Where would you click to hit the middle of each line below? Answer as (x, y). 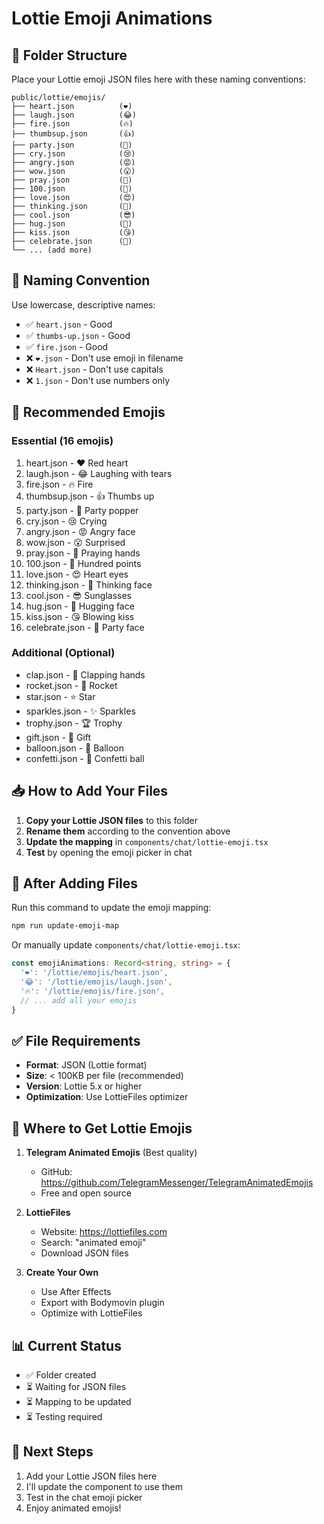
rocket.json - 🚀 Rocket (71, 685)
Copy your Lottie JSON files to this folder (112, 820)
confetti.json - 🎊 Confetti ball (85, 758)
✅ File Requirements (76, 1040)
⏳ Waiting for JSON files (76, 1386)
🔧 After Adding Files (74, 883)
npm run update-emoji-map (65, 926)
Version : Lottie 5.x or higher (84, 1086)
